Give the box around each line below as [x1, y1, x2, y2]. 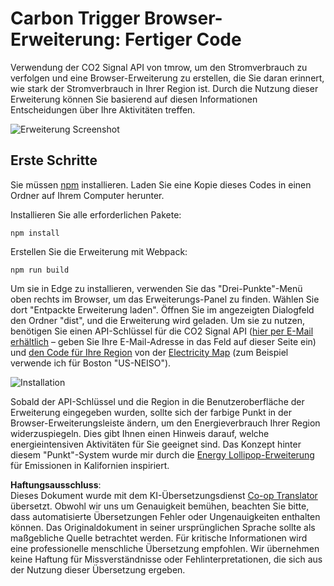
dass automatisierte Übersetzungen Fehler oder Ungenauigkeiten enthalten [10, 510, 321, 522]
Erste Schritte [10, 152, 98, 169]
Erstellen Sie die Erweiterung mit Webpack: [10, 245, 188, 257]
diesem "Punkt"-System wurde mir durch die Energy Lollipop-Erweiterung [10, 448, 315, 461]
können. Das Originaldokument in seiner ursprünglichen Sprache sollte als [10, 521, 316, 533]
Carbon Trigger [10, 7, 141, 30]
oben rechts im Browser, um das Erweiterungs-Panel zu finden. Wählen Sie [10, 293, 320, 305]
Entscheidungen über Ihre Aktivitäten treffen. [10, 103, 196, 116]
